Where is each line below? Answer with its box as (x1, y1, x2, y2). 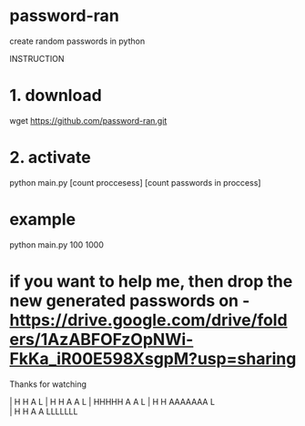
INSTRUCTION (9, 53, 65, 64)
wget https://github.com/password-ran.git (9, 115, 168, 126)
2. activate (9, 147, 91, 168)
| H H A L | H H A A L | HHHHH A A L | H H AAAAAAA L (9, 396, 216, 407)
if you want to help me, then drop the (9, 270, 293, 291)
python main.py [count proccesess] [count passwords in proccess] (9, 177, 261, 188)
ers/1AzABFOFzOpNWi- (9, 329, 194, 350)
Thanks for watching (9, 379, 87, 390)
